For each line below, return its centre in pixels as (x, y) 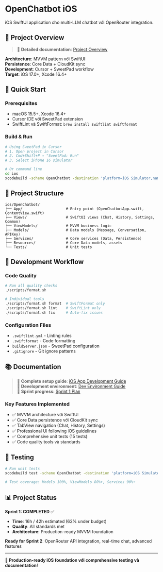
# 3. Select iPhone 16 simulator (39, 160)
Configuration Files (28, 325)
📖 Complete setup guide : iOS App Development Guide (71, 381)
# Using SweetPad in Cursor (33, 147)
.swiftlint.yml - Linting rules (42, 336)
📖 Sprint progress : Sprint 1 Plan (49, 391)
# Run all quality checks (31, 286)
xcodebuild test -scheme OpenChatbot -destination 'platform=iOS (72, 473)
